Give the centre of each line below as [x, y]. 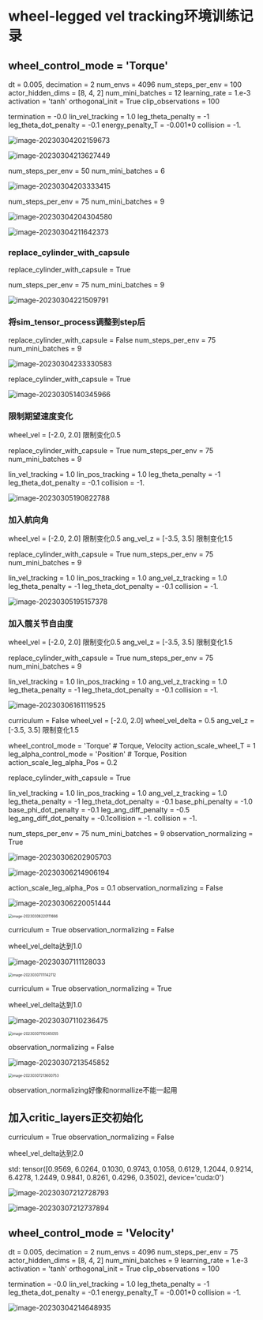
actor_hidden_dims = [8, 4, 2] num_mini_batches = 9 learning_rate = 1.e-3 [128, 1261]
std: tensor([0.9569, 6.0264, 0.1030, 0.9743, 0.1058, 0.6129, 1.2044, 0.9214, [131, 1169]
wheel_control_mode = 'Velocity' [92, 1233]
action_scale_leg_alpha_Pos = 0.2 [63, 763]
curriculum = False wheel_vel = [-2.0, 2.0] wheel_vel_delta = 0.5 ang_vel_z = [131, 721]
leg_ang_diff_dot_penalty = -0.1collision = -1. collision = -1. [103, 819]
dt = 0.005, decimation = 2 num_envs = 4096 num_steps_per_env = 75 [123, 1252]
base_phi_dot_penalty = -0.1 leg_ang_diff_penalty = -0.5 [99, 810]
